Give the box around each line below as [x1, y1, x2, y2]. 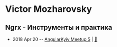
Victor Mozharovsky [5, 3, 92, 15]
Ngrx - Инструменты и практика [5, 23, 112, 32]
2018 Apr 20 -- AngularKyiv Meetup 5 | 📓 [12, 36, 97, 42]
